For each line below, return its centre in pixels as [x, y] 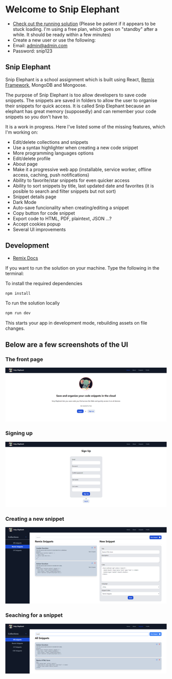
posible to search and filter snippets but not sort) [64, 191]
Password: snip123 [33, 51]
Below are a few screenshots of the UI [67, 344]
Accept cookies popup [37, 224]
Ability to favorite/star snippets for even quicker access [71, 180]
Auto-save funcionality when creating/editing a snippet [71, 208]
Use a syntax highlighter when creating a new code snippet [75, 147]
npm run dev [18, 313]
